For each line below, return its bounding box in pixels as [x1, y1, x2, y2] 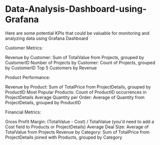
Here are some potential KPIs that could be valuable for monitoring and [5, 30, 150, 36]
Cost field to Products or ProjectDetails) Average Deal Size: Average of [5, 124, 149, 130]
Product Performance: [5, 74, 50, 80]
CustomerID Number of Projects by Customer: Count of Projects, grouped [5, 59, 156, 65]
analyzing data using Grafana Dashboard [5, 35, 88, 41]
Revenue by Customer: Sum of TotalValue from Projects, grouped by [5, 54, 144, 60]
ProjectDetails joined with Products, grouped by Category [5, 134, 122, 140]
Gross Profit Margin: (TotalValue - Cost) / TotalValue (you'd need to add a [5, 118, 155, 124]
